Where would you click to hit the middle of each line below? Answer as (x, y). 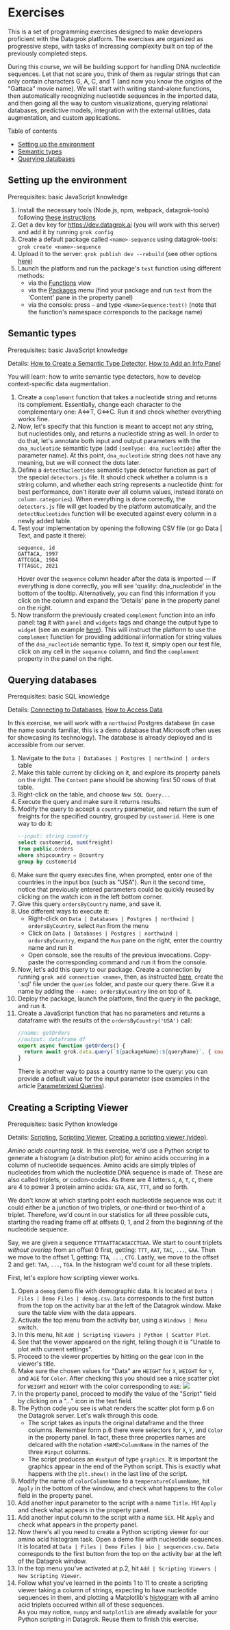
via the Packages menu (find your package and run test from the (120, 290)
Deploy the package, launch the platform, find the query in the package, (119, 999)
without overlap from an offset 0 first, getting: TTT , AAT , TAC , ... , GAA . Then (112, 1250)
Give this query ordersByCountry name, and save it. (89, 904)
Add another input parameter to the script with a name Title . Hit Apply (117, 1503)
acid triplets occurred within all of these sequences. (91, 1605)
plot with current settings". (55, 1349)
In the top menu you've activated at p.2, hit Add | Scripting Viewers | (117, 1568)
